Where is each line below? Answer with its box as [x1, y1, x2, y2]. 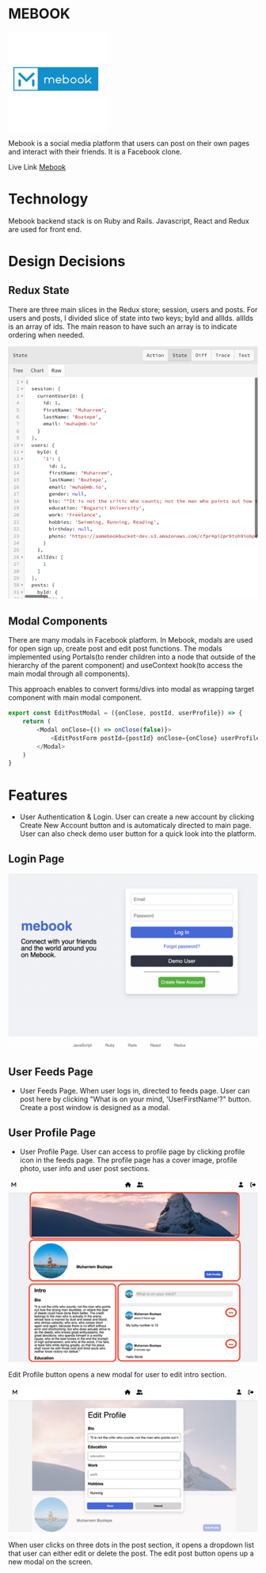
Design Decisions [8, 253, 126, 270]
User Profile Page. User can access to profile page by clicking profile [19, 1147, 245, 1157]
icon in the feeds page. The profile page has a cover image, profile [19, 1155, 237, 1165]
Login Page [8, 852, 65, 865]
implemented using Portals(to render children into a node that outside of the [8, 652, 256, 662]
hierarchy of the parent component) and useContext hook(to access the [8, 661, 243, 670]
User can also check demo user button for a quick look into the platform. [19, 829, 257, 838]
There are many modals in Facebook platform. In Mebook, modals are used [8, 636, 253, 645]
